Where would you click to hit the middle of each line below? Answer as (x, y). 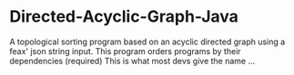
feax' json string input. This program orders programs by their (125, 51)
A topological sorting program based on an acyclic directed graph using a (147, 42)
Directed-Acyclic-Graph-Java (124, 17)
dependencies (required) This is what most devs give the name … (132, 61)
